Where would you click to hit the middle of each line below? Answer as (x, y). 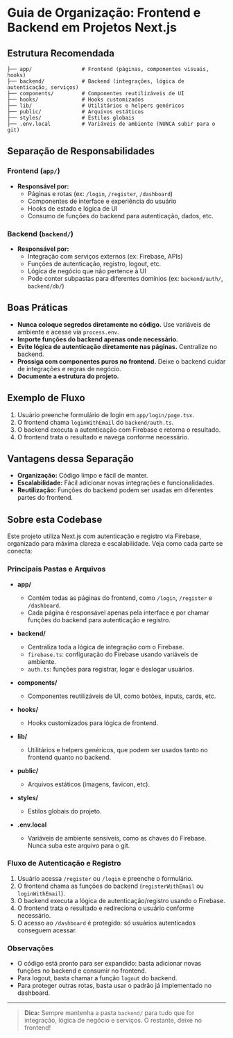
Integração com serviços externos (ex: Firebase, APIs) (105, 256)
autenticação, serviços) (43, 88)
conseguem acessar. (47, 930)
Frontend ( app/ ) (34, 171)
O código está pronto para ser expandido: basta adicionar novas (109, 964)
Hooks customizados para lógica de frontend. (93, 723)
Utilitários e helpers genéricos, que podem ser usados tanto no (118, 749)
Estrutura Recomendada (61, 53)
